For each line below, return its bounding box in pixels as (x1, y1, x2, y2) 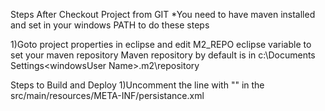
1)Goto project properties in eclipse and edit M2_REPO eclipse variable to (10, 39, 312, 50)
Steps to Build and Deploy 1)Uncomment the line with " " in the (10, 79, 265, 91)
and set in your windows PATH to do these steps (10, 19, 210, 31)
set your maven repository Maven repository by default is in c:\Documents (10, 49, 316, 61)
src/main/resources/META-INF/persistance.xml (10, 90, 205, 101)
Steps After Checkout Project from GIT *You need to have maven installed (10, 9, 316, 20)
